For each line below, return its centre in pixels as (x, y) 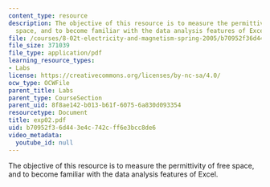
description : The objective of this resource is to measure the (118, 23)
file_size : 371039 (39, 46)
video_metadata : (35, 135)
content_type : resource (48, 16)
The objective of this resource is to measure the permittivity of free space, (131, 165)
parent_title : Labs (41, 90)
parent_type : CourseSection (55, 98)
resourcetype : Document (48, 113)
